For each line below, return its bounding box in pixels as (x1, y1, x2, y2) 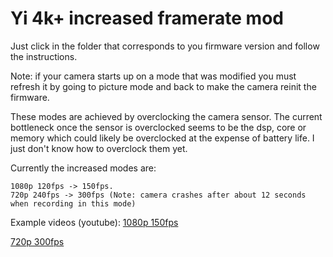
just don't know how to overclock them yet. (10, 142, 188, 154)
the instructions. (10, 50, 78, 62)
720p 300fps (10, 235, 65, 247)
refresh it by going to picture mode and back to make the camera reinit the (10, 80, 317, 92)
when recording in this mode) (10, 198, 137, 209)
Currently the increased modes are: (10, 162, 157, 174)
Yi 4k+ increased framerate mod (10, 7, 284, 30)
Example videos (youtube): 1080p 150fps (10, 216, 179, 228)
